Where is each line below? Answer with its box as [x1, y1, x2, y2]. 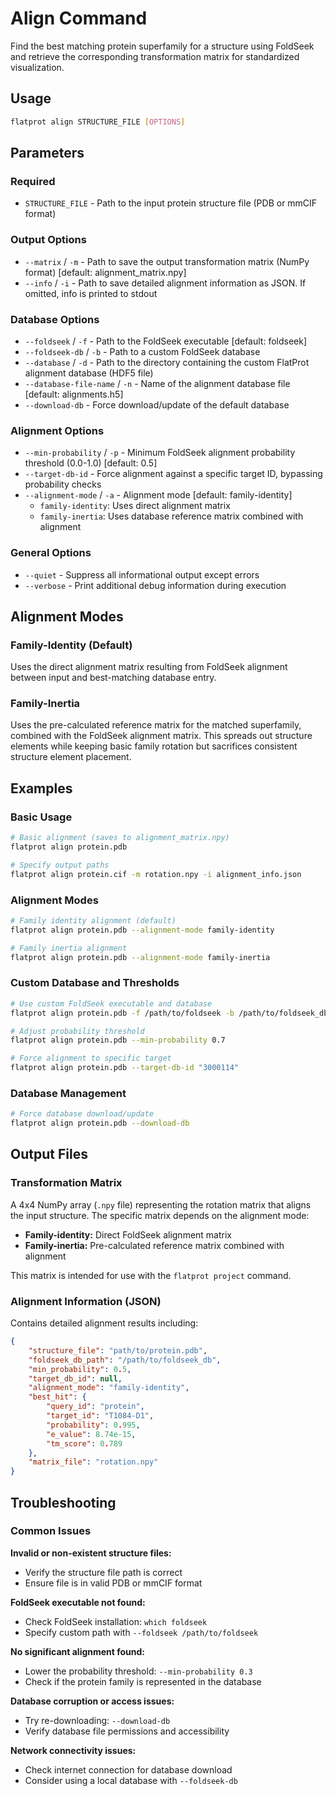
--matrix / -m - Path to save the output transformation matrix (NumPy [24, 255, 310, 267]
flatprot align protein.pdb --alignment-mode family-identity [10, 925, 275, 935]
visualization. [10, 61, 65, 73]
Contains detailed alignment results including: [10, 1317, 199, 1329]
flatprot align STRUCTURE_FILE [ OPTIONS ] [10, 117, 186, 127]
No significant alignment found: [10, 1645, 146, 1657]
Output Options [10, 233, 87, 247]
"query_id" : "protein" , [46, 1402, 145, 1412]
